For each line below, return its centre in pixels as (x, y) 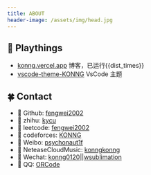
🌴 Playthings (35, 48)
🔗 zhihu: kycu (37, 120)
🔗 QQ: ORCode (38, 165)
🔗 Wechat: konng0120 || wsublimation (70, 157)
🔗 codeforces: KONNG (49, 135)
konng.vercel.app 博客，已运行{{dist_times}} (81, 66)
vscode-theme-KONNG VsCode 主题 (70, 74)
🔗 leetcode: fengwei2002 (53, 128)
